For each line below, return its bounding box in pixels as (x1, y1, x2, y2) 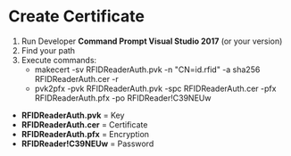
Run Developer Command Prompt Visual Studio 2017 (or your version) (21, 36, 283, 46)
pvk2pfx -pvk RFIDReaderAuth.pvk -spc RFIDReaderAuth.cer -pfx (34, 83, 277, 94)
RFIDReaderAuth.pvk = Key (21, 110, 125, 120)
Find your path (21, 45, 76, 55)
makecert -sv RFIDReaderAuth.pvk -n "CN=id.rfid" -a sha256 (34, 64, 261, 75)
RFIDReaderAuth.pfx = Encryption (21, 128, 149, 139)
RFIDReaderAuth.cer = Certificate (21, 119, 148, 130)
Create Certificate (8, 6, 145, 27)
